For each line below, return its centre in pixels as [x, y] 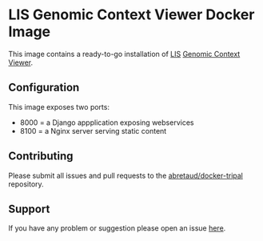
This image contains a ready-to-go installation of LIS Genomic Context [124, 54]
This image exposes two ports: [59, 106]
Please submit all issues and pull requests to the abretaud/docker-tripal [126, 175]
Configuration [44, 88]
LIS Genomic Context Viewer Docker [131, 15]
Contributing [41, 157]
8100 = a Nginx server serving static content [93, 131]
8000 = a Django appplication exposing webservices [107, 123]
